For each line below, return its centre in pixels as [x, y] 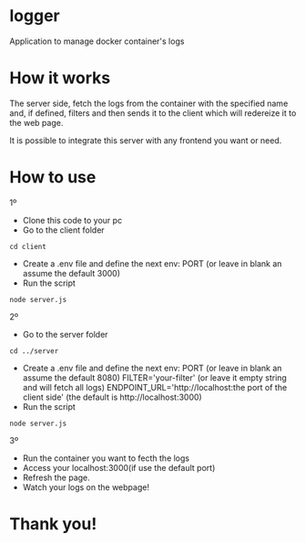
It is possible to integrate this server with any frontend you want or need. [146, 140]
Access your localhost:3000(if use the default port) [119, 467]
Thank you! [53, 524]
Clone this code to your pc [72, 220]
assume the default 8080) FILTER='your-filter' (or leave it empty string [154, 377]
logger [35, 16]
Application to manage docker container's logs [97, 41]
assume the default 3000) [71, 273]
